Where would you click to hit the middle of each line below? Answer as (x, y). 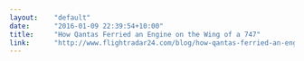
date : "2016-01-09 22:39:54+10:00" (87, 26)
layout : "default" (50, 17)
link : (19, 43)
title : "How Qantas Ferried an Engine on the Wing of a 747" (135, 34)
